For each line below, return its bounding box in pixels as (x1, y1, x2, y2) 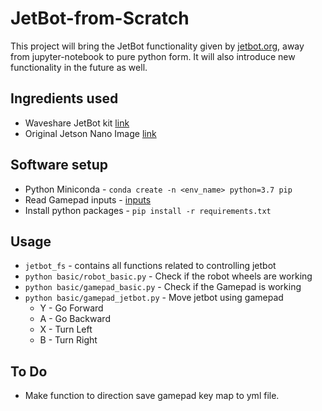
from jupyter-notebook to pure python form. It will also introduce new (10, 50, 296, 62)
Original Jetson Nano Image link (24, 127, 157, 139)
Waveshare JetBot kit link (24, 117, 130, 129)
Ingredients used (10, 90, 119, 107)
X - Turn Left (39, 323, 93, 336)
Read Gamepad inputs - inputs (24, 193, 152, 206)
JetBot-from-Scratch (10, 7, 190, 30)
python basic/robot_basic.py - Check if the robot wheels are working (24, 270, 313, 282)
